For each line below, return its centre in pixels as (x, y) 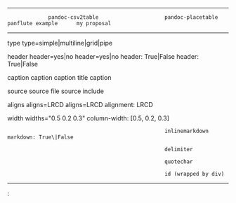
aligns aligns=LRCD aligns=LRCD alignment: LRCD (80, 105)
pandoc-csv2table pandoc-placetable (133, 17)
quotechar (178, 162)
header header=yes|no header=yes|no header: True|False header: (103, 56)
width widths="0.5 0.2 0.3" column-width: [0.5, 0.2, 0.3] (88, 118)
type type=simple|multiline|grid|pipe (60, 43)
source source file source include (55, 91)
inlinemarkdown (186, 131)
